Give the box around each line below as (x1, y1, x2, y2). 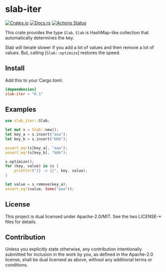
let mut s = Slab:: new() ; (5, 128, 59, 133)
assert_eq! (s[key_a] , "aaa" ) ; (5, 145, 68, 150)
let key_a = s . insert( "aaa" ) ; (5, 132, 68, 137)
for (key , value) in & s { (5, 164, 59, 169)
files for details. (5, 218, 37, 224)
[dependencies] (5, 87, 37, 92)
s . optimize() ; (5, 159, 35, 164)
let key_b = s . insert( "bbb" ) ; (5, 136, 68, 141)
